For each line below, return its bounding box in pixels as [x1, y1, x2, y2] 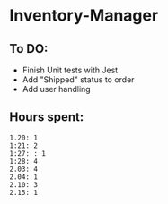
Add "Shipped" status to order [22, 74, 135, 85]
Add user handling [22, 84, 92, 94]
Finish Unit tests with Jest [22, 64, 119, 75]
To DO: [9, 41, 49, 56]
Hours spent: [9, 109, 84, 125]
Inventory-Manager [9, 5, 159, 26]
